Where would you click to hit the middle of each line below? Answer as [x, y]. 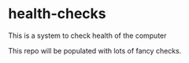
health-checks [57, 14]
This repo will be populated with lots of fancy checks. [95, 50]
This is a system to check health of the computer [87, 35]
